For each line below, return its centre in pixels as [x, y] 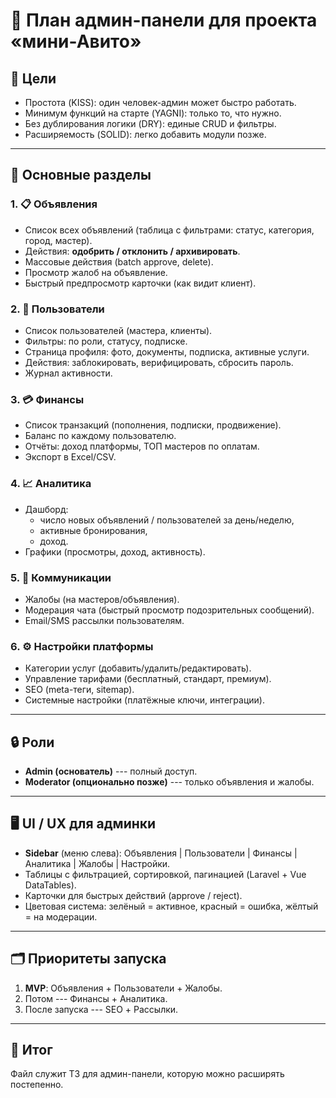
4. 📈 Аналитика [51, 484]
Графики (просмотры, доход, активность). [115, 551]
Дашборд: [46, 509]
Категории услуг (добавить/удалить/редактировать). [138, 668]
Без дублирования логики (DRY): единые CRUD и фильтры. [150, 123]
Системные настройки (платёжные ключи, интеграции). [144, 700]
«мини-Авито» [76, 41]
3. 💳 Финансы [47, 399]
